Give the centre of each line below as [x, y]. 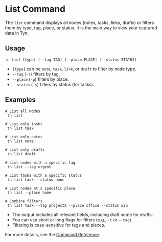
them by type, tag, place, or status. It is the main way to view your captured [81, 27]
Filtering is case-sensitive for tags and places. [59, 225]
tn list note [21, 141]
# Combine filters [24, 201]
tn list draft [22, 154]
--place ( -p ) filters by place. [40, 79]
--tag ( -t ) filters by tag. [36, 74]
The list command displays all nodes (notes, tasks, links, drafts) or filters [80, 23]
